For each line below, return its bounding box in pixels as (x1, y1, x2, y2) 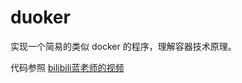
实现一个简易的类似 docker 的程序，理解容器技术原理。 (10, 40, 237, 52)
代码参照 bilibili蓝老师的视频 (10, 61, 125, 73)
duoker (10, 6, 71, 29)
